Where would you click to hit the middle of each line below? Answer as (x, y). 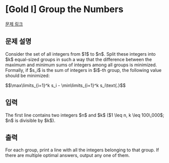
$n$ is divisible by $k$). (30, 120)
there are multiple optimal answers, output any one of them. (68, 155)
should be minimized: (28, 75)
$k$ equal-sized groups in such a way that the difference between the (79, 59)
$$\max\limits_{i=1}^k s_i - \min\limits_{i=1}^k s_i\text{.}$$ (66, 85)
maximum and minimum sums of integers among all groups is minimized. (81, 65)
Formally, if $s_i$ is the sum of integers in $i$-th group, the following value (83, 70)
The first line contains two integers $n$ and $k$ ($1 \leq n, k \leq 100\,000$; (85, 115)
